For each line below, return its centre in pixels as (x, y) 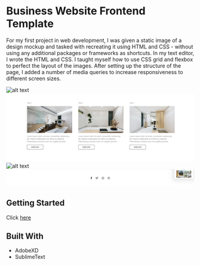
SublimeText (30, 257)
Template (30, 24)
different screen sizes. (34, 78)
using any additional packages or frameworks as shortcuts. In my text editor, (100, 53)
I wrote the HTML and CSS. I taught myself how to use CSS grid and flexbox (100, 59)
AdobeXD (27, 251)
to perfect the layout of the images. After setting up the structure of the (94, 66)
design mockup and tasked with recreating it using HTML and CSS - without (100, 47)
